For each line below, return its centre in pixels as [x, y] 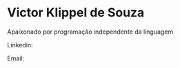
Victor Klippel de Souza [76, 13]
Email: [16, 58]
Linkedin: [20, 45]
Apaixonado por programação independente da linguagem [90, 32]
